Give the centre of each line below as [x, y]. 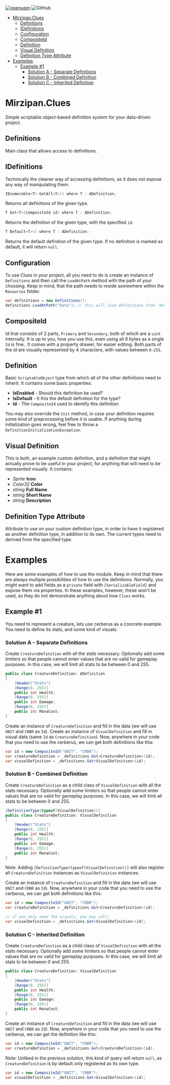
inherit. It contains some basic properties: [49, 383]
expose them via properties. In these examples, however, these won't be [81, 590]
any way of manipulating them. [37, 184]
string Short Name [32, 495]
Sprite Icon [24, 479]
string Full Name [30, 490]
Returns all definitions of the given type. [47, 203]
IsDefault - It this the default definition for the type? [67, 399]
